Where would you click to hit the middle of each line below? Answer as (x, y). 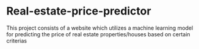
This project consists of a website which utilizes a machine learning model (100, 28)
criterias (17, 41)
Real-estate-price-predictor (79, 11)
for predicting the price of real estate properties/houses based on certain (98, 34)
